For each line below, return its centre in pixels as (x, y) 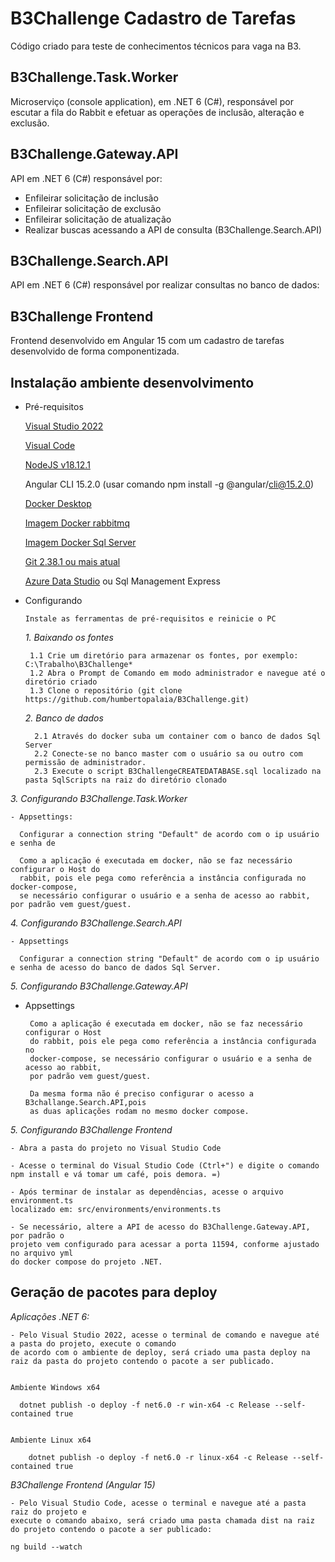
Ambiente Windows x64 (55, 1387)
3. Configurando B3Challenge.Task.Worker (99, 798)
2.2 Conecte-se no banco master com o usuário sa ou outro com (168, 754)
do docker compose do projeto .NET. (86, 1262)
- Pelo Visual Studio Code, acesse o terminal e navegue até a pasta (158, 1503)
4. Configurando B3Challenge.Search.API (96, 923)
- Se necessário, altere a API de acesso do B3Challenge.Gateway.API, (160, 1227)
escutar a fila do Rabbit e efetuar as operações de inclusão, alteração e (157, 112)
